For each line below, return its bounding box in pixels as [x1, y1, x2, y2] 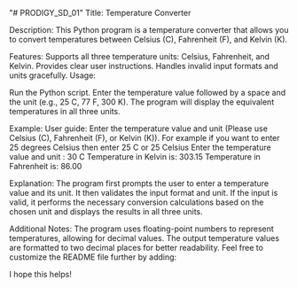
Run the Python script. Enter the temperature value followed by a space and [9, 88, 286, 97]
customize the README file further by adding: [9, 252, 177, 262]
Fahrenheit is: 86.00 [9, 161, 82, 171]
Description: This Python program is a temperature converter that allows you [9, 25, 289, 35]
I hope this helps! [9, 269, 73, 279]
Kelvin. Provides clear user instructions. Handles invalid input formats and [9, 61, 279, 71]
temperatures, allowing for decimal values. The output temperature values [9, 233, 280, 243]
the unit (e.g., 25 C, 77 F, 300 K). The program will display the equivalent [9, 97, 275, 107]
